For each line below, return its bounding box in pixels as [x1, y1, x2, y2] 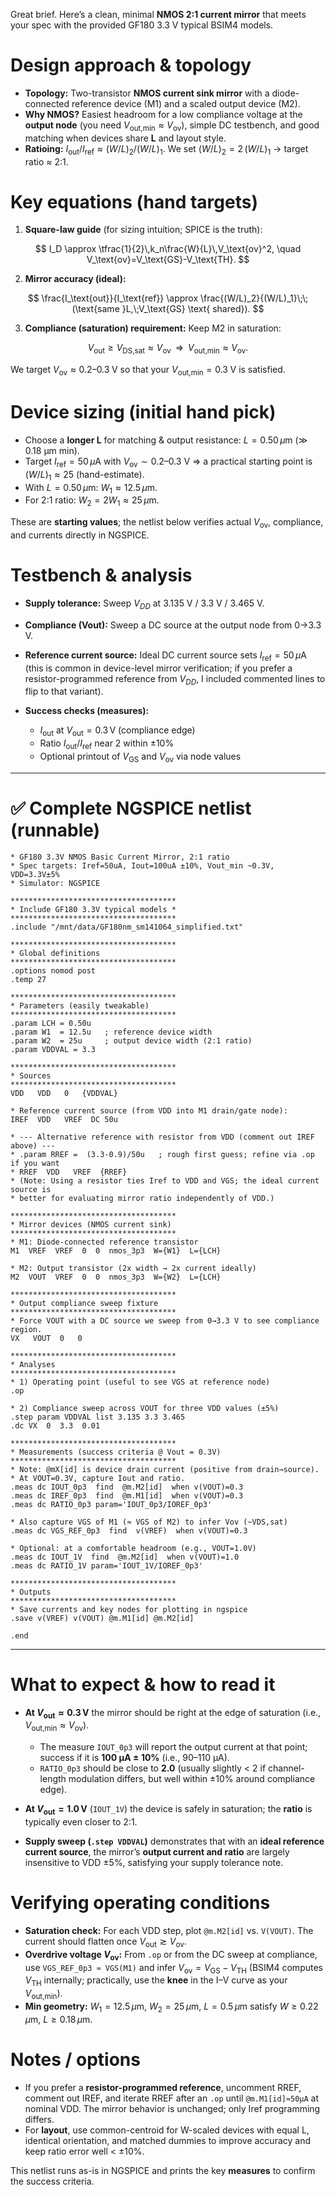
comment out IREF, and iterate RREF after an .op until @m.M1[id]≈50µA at [24, 2092, 320, 2104]
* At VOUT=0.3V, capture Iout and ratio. [10, 1473, 186, 1483]
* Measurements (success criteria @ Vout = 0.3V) [10, 1447, 222, 1457]
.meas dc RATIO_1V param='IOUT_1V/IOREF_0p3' [10, 1560, 203, 1571]
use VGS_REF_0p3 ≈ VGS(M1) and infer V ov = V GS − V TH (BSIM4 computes [24, 1961, 323, 1976]
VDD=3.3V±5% [10, 869, 60, 879]
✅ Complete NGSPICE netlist [10, 797, 252, 819]
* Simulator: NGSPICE [10, 878, 101, 888]
